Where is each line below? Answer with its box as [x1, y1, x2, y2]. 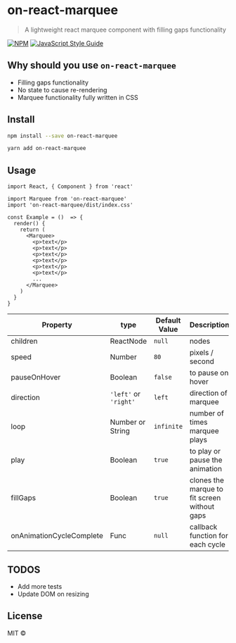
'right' [110, 398, 136, 406]
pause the [189, 455, 223, 465]
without [189, 502, 215, 512]
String [110, 426, 130, 436]
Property [41, 320, 72, 330]
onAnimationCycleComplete [11, 531, 103, 541]
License [7, 610, 43, 622]
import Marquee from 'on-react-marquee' [7, 196, 128, 203]
